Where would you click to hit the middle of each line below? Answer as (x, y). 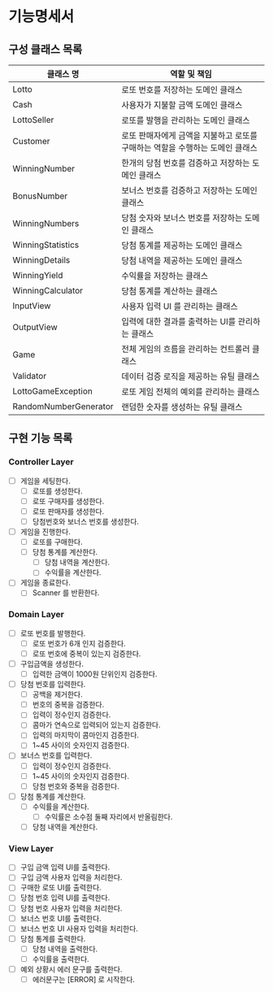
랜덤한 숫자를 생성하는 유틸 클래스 (182, 407)
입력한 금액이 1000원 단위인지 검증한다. (95, 674)
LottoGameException (53, 391)
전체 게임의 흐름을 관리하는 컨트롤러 (186, 349)
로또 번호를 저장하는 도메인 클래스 (182, 90)
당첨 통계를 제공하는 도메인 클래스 (182, 245)
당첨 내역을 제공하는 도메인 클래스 (182, 261)
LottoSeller (33, 120)
